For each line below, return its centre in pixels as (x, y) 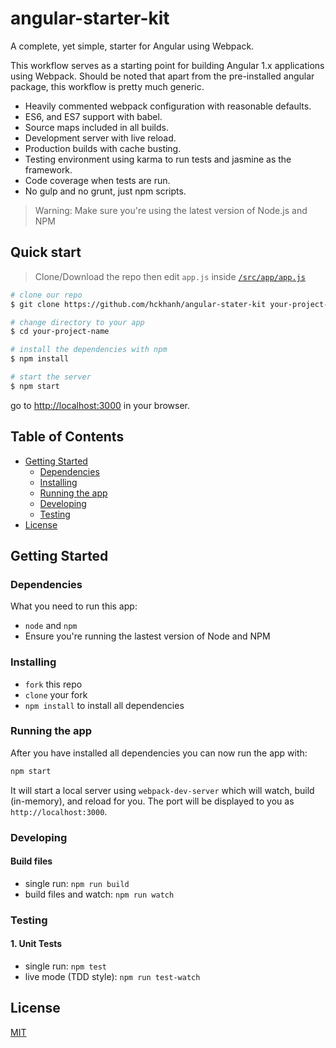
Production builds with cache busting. (103, 148)
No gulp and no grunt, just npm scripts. (105, 191)
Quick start (46, 252)
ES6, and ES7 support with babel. (93, 116)
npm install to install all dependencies (104, 705)
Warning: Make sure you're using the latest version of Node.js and (171, 210)
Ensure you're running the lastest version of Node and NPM (147, 636)
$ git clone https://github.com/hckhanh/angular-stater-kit (138, 304)
